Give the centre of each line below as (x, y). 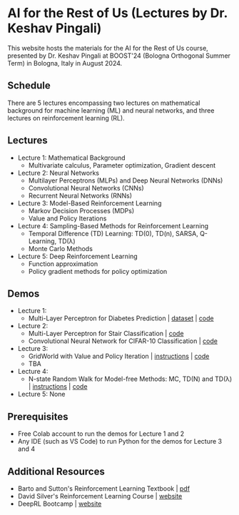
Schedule (29, 86)
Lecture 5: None (41, 394)
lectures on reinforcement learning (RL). (66, 118)
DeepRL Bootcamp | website (60, 504)
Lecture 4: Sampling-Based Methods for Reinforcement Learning (113, 225)
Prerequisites (38, 416)
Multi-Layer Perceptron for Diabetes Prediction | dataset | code (121, 318)
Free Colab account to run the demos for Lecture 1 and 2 (101, 434)
